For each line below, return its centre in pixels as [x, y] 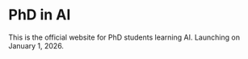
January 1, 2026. [36, 45]
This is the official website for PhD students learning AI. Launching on [124, 37]
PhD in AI [40, 15]
